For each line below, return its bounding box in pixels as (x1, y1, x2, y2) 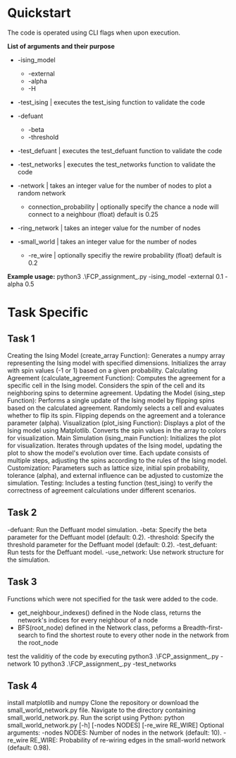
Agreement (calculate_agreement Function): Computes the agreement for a (7, 373, 225, 382)
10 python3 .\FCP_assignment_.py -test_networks (32, 659, 177, 668)
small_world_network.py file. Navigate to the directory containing (7, 706, 196, 714)
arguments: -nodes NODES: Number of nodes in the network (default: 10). (7, 728, 222, 737)
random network (17, 188, 66, 197)
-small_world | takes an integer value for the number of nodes (17, 237, 197, 246)
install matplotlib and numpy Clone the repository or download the (7, 699, 199, 707)
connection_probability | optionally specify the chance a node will (27, 203, 219, 211)
